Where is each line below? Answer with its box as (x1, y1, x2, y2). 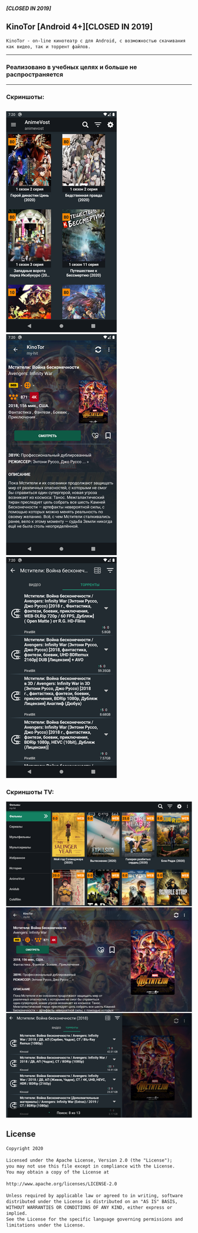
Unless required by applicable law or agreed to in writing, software (6, 1192, 183, 1199)
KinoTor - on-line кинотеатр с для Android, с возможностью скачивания (6, 38, 186, 44)
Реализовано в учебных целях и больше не (6, 63, 137, 71)
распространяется (6, 71, 64, 79)
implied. (6, 1210, 28, 1216)
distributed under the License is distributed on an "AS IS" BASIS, (6, 1198, 178, 1205)
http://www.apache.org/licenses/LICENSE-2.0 (6, 1181, 117, 1187)
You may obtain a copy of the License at (6, 1169, 110, 1175)
